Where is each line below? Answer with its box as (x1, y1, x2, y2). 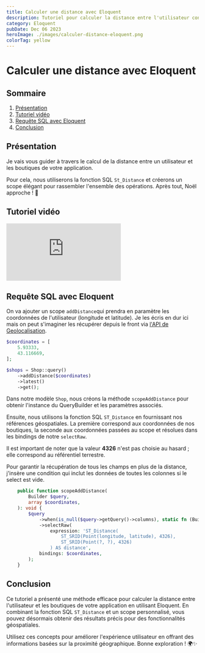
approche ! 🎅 (6, 189, 38, 196)
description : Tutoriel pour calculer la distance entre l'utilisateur (6, 15, 190, 21)
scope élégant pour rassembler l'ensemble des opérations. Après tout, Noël (6, 182, 197, 190)
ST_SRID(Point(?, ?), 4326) (60, 539, 132, 545)
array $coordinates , (28, 500, 81, 506)
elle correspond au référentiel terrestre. (6, 451, 106, 459)
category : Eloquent (6, 20, 56, 26)
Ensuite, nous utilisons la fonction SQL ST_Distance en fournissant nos (6, 413, 182, 421)
